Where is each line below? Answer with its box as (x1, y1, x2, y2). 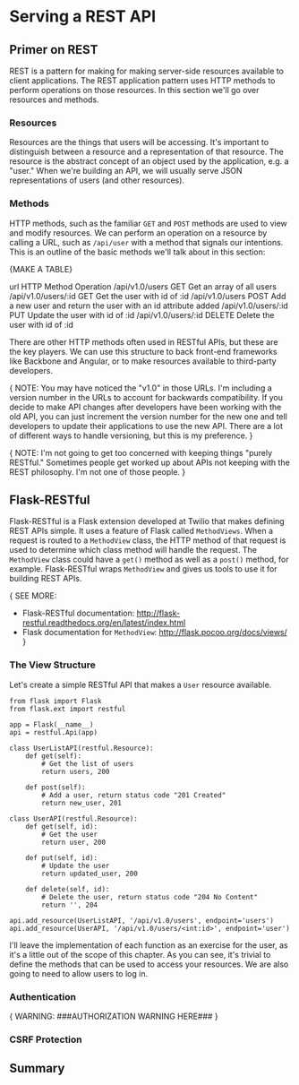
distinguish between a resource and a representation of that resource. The (9, 146, 284, 158)
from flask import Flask (9, 696, 102, 705)
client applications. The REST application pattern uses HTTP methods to (9, 75, 276, 86)
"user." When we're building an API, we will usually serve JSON (9, 166, 243, 177)
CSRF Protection (9, 1033, 82, 1046)
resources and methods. (9, 94, 100, 105)
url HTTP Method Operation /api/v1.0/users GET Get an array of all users (9, 280, 278, 292)
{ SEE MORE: (9, 590, 57, 601)
